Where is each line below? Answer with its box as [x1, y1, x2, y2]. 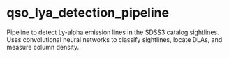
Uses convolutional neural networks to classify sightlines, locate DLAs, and [6, 35, 223, 43]
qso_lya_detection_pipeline [6, 5, 169, 21]
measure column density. [6, 43, 80, 51]
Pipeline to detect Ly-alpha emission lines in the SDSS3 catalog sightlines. [6, 28, 219, 36]
